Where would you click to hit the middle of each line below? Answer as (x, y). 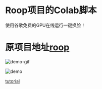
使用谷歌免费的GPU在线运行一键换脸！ (45, 25)
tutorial (13, 81)
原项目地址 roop (37, 48)
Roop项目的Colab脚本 (51, 10)
